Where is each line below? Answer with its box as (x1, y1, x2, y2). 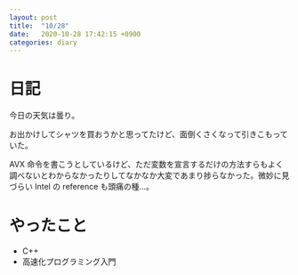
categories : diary (9, 37, 77, 47)
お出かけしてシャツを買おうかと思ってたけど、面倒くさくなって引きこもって (9, 129, 288, 140)
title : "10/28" (9, 21, 69, 30)
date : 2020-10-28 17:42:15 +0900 (9, 29, 141, 38)
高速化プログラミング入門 (21, 256, 117, 267)
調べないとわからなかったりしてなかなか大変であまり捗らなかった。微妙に (9, 170, 282, 181)
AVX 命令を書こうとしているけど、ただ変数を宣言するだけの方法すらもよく (9, 159, 284, 170)
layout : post (9, 12, 58, 22)
